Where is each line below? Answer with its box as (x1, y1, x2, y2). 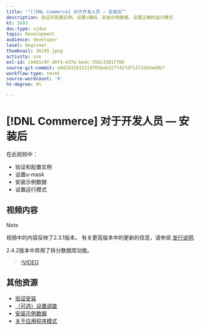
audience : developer (6, 37, 58, 43)
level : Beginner (6, 43, 47, 49)
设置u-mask (14, 171, 45, 178)
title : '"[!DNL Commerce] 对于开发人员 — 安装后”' (6, 8, 127, 15)
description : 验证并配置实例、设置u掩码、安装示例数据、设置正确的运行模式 (6, 14, 174, 20)
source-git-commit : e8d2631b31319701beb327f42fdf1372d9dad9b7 (6, 64, 165, 71)
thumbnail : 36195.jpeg (6, 48, 63, 54)
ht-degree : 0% (6, 82, 42, 88)
